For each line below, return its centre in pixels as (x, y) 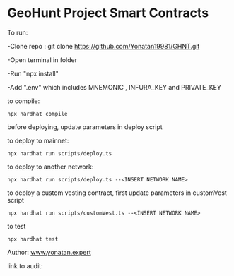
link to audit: (25, 265)
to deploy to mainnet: (38, 140)
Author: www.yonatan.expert (49, 252)
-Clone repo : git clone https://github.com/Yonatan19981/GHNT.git (104, 46)
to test (17, 226)
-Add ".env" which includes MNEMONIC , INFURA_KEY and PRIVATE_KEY (114, 87)
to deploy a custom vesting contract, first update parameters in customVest (117, 193)
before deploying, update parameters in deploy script (85, 127)
